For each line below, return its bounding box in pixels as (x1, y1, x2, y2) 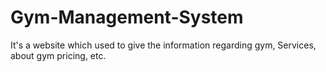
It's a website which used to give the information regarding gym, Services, (10, 39, 317, 51)
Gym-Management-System (10, 6, 244, 29)
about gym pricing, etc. (10, 49, 107, 61)
